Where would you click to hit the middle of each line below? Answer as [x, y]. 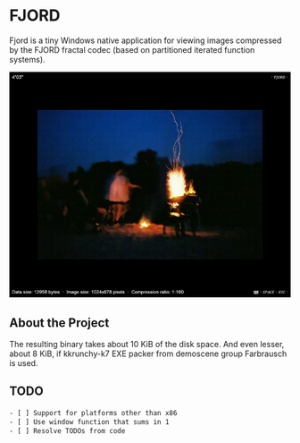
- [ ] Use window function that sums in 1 [89, 422]
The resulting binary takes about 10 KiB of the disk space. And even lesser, [147, 344]
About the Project [59, 323]
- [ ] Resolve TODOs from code [67, 430]
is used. [24, 362]
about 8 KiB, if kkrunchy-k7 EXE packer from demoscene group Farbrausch [148, 354]
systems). [28, 59]
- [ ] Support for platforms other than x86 [93, 413]
